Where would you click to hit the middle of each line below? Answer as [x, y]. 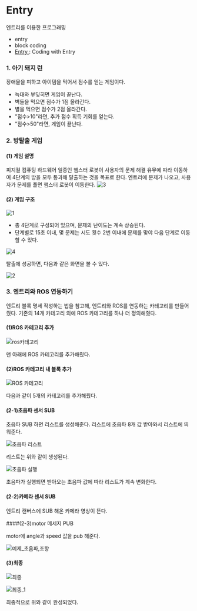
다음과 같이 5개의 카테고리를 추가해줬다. [52, 396]
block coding [30, 45]
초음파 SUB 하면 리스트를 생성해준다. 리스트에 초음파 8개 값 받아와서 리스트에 [94, 424]
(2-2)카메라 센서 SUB [31, 497]
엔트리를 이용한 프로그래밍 [36, 27]
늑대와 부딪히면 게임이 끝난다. [49, 94]
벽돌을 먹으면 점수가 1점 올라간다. [53, 102]
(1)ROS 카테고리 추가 [30, 328]
